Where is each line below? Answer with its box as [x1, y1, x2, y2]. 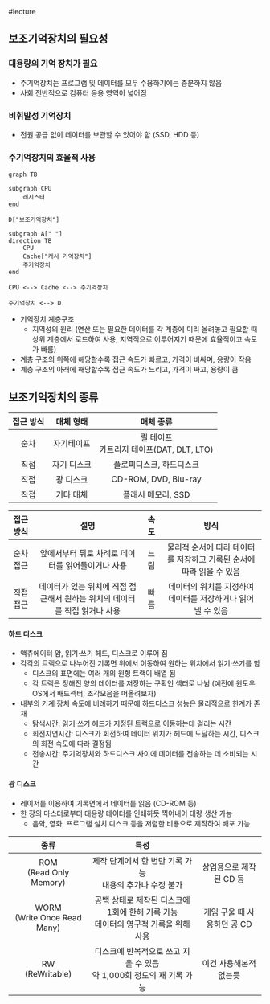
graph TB [8, 170, 38, 179]
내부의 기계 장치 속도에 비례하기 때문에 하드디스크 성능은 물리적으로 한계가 [19, 699, 252, 708]
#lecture [8, 7, 36, 16]
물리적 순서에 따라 [167, 542, 231, 553]
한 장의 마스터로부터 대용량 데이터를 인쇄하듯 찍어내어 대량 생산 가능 [19, 808, 233, 818]
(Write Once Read [14, 912, 82, 923]
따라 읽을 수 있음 [182, 566, 241, 577]
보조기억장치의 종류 [8, 390, 99, 404]
